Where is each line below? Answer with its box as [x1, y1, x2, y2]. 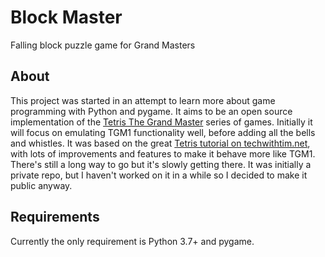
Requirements [10, 209, 100, 226]
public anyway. [10, 179, 73, 191]
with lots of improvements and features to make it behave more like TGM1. [10, 147, 316, 160]
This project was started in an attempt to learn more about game [10, 94, 276, 106]
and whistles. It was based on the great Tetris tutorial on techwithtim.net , [10, 137, 311, 149]
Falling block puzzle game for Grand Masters [10, 39, 196, 51]
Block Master [10, 6, 123, 29]
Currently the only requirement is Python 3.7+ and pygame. [10, 235, 255, 247]
